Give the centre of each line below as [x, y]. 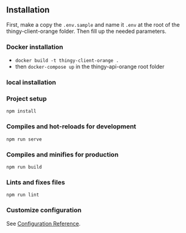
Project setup [26, 99]
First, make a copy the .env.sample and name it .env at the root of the [93, 24]
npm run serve [24, 139]
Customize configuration [44, 210]
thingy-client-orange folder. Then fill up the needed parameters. [86, 31]
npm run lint [23, 195]
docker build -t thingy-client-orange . [67, 61]
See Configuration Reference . [43, 223]
